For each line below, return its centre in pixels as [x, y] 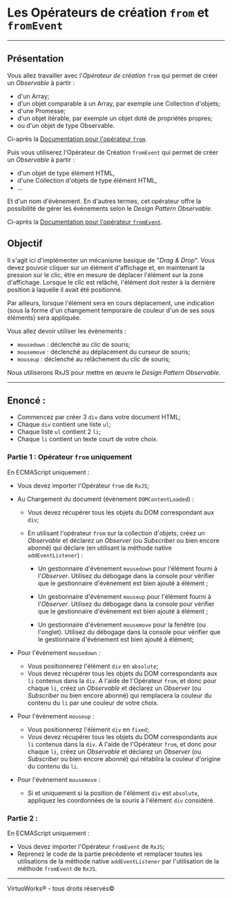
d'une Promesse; [41, 111]
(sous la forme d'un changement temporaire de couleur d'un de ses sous [111, 310]
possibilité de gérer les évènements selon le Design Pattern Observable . [110, 208]
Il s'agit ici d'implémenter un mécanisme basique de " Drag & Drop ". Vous [111, 260]
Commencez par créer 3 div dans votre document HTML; [99, 417]
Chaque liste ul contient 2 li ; [59, 432]
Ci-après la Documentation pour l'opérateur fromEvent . [85, 222]
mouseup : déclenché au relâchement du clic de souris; [94, 359]
